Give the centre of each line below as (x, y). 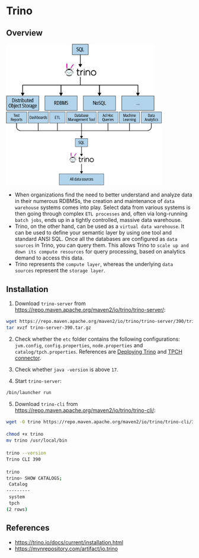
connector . (28, 358)
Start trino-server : (38, 381)
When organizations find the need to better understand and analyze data (103, 195)
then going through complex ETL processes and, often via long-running (101, 214)
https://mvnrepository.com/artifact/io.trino (66, 549)
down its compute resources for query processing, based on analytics (100, 252)
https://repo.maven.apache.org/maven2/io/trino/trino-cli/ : (85, 410)
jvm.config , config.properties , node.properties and (79, 345)
